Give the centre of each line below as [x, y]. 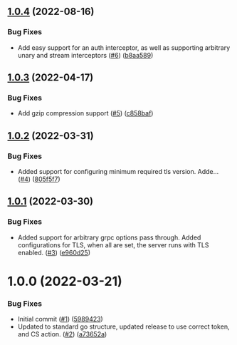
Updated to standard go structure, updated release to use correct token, [123, 326]
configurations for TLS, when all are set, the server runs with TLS [113, 244]
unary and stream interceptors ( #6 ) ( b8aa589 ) [85, 55]
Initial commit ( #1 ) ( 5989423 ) [60, 319]
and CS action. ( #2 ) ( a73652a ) [62, 334]
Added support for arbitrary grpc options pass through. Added [109, 237]
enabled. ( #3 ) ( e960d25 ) [54, 252]
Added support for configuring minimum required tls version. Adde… [118, 172]
